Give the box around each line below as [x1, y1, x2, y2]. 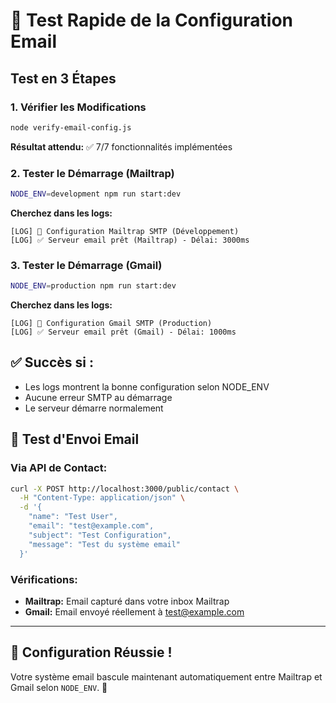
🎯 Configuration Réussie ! [10, 644, 173, 661]
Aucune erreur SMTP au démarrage [24, 391, 173, 403]
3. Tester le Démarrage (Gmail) [10, 258, 163, 272]
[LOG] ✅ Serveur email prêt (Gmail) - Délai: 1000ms [10, 327, 237, 338]
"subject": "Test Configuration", [28, 530, 172, 540]
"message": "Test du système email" [28, 539, 182, 549]
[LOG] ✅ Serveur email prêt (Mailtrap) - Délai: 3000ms [10, 235, 250, 245]
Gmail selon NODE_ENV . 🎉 [10, 681, 108, 693]
